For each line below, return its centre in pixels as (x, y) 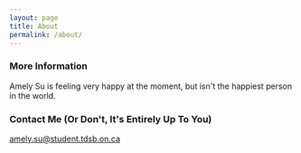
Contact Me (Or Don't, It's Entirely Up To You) (111, 119)
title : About (34, 26)
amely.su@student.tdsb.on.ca (65, 139)
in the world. (33, 95)
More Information (48, 66)
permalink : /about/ (46, 34)
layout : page (34, 18)
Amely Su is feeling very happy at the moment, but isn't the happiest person (150, 86)
